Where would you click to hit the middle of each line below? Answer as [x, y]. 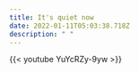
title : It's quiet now [52, 17]
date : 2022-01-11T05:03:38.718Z [69, 26]
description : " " [42, 34]
